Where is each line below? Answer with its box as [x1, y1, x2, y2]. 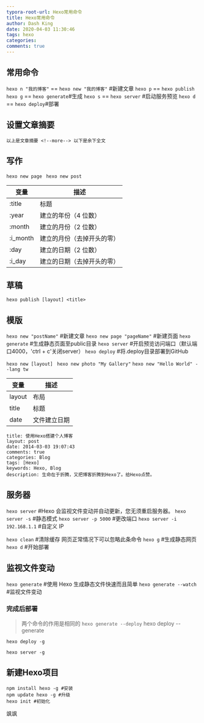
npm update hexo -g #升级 [6, 692, 70, 698]
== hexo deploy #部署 [6, 100, 60, 107]
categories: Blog [6, 454, 51, 460]
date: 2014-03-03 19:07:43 [6, 444, 75, 450]
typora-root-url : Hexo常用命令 [6, 9, 82, 15]
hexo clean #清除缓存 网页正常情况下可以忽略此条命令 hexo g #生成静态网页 [6, 536, 197, 543]
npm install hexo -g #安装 [6, 685, 73, 691]
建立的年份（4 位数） [39, 211, 101, 220]
